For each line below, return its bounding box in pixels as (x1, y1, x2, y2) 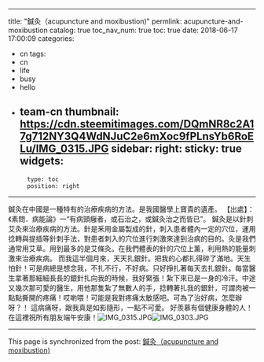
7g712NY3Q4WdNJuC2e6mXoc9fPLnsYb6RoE (19, 130, 254, 143)
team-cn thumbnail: (19, 105, 119, 119)
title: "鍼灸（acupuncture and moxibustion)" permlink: (8, 17, 182, 26)
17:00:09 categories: (8, 34, 75, 43)
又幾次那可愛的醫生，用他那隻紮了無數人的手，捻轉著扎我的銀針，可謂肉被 (8, 283, 249, 292)
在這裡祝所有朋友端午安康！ (8, 312, 98, 322)
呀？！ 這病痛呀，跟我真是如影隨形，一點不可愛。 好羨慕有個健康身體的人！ (8, 302, 253, 312)
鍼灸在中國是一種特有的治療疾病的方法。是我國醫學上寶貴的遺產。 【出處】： (8, 204, 255, 213)
